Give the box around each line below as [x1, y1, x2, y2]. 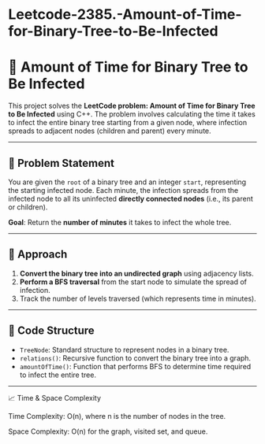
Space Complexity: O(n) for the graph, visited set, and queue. [8, 427, 208, 436]
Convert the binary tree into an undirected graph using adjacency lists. [19, 268, 254, 278]
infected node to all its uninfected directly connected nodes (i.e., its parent [8, 194, 254, 203]
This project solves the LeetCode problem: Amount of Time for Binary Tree [8, 101, 256, 111]
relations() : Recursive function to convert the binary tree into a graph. [19, 353, 251, 363]
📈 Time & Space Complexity [8, 393, 101, 402]
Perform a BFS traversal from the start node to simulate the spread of [19, 277, 247, 287]
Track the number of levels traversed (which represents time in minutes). [19, 294, 256, 303]
